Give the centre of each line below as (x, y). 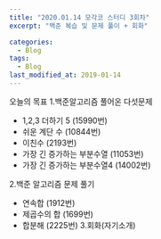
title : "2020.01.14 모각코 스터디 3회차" (80, 17)
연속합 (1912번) (48, 202)
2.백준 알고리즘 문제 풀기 (52, 184)
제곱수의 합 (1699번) (57, 214)
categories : (31, 42)
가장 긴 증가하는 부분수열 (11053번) (83, 153)
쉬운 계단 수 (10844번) (61, 131)
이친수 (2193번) (49, 143)
